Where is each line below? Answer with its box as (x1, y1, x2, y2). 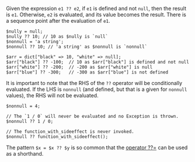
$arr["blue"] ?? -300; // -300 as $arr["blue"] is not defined (6, 69, 168, 75)
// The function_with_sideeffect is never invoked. (6, 129, 134, 135)
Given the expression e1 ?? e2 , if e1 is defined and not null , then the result (6, 5, 187, 12)
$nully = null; (6, 29, 43, 34)
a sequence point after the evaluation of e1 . (6, 17, 110, 24)
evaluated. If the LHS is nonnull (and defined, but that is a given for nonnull (6, 86, 187, 93)
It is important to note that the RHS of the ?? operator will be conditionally (6, 80, 183, 86)
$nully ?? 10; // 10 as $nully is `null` (6, 34, 109, 40)
